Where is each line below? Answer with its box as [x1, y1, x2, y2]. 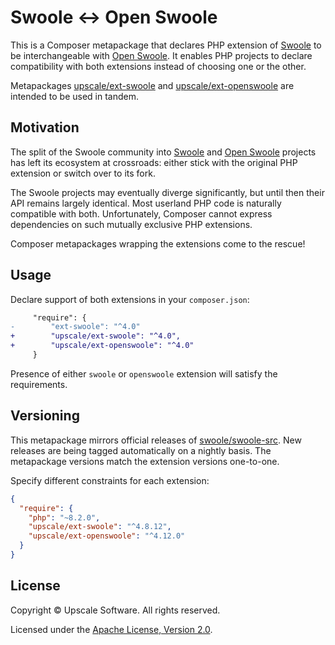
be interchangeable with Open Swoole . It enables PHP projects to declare [10, 49, 313, 61]
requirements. [10, 378, 68, 390]
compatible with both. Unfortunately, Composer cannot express [10, 207, 273, 220]
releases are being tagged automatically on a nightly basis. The [10, 444, 272, 456]
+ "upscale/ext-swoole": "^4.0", [10, 331, 182, 341]
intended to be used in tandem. [10, 90, 139, 102]
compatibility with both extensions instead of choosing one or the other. [10, 60, 307, 72]
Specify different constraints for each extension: [10, 474, 210, 486]
